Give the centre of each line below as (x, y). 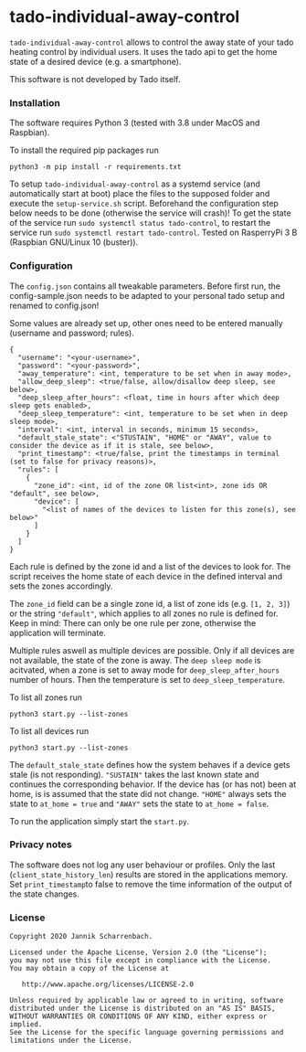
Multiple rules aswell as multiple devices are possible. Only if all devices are (152, 650)
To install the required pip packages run (84, 150)
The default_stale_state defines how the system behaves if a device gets (150, 764)
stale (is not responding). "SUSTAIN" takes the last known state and (134, 774)
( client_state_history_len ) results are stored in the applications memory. (149, 874)
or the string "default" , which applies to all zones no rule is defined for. (144, 613)
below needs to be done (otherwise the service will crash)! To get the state (150, 213)
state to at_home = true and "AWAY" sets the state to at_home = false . (139, 803)
